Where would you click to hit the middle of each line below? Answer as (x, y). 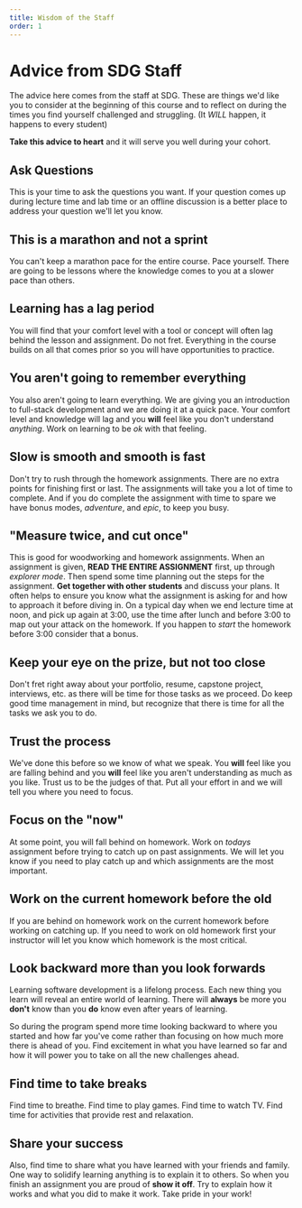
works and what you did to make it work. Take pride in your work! (131, 1194)
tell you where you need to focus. (71, 791)
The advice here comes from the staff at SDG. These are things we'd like (144, 96)
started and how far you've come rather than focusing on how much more (146, 1036)
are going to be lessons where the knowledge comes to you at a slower (142, 271)
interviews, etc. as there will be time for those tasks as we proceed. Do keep (151, 694)
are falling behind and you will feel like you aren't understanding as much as (151, 772)
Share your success (66, 1143)
